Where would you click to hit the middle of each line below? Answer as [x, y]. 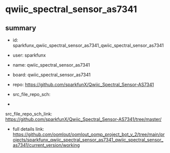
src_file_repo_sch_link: [29, 114]
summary [21, 28]
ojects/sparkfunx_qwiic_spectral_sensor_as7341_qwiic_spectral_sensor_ [88, 140]
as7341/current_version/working [46, 145]
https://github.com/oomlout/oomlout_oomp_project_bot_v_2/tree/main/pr [89, 134]
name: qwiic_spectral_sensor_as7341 [51, 65]
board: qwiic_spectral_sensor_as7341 [52, 75]
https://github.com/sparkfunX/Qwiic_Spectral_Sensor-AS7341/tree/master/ [83, 119]
